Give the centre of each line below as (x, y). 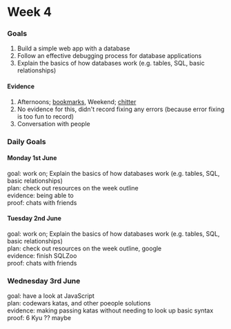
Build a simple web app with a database (73, 48)
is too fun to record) (46, 116)
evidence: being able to (40, 195)
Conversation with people (54, 123)
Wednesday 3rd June (44, 281)
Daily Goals (27, 141)
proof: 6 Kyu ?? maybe (39, 318)
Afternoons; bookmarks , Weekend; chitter (77, 101)
